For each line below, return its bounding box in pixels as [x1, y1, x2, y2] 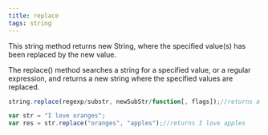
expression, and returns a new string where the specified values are [8, 73, 233, 83]
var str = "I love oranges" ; [8, 112, 106, 120]
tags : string [8, 19, 52, 27]
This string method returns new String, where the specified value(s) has [8, 41, 246, 50]
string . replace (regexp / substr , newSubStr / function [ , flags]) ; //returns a [8, 97, 261, 105]
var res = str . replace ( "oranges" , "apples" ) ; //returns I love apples [8, 119, 246, 128]
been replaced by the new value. [8, 50, 116, 59]
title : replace [8, 11, 59, 20]
